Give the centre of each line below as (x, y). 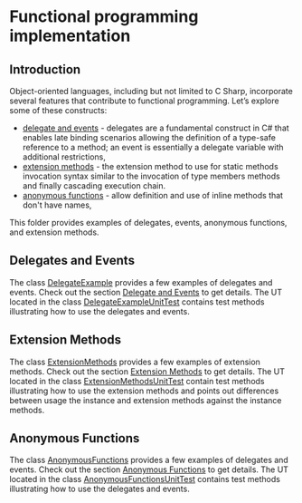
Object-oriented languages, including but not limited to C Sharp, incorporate (151, 91)
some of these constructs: (58, 110)
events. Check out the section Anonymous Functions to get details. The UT (149, 469)
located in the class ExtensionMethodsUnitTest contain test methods (137, 381)
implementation (70, 36)
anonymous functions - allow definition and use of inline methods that (152, 195)
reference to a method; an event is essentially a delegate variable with (153, 147)
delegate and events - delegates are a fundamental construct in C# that (156, 128)
